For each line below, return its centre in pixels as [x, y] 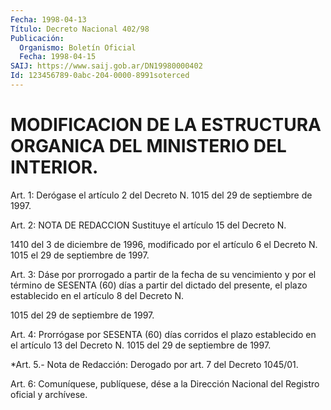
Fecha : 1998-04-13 [48, 19]
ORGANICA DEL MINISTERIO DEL [148, 146]
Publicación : [37, 38]
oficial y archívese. [49, 394]
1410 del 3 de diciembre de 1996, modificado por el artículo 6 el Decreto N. [164, 244]
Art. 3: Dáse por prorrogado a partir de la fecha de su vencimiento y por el [163, 274]
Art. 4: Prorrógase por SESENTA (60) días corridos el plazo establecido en [163, 334]
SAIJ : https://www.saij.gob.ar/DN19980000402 [106, 66]
